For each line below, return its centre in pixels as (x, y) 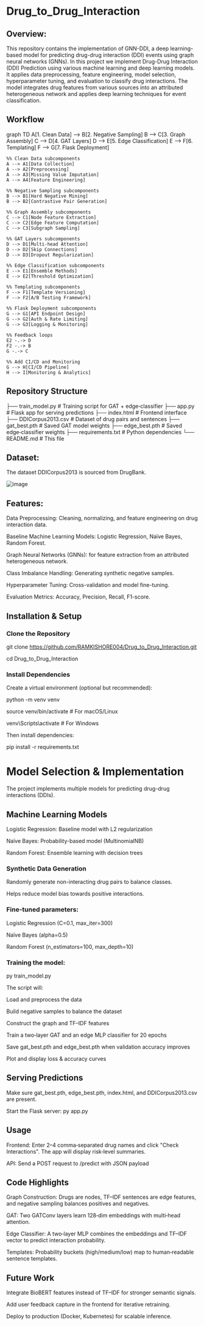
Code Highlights (37, 1182)
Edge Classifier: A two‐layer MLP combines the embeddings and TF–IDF (97, 1234)
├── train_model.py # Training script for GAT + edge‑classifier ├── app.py (100, 406)
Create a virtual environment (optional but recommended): (79, 688)
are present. (22, 1099)
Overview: (26, 34)
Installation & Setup (44, 616)
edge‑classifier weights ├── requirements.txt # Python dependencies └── (100, 432)
